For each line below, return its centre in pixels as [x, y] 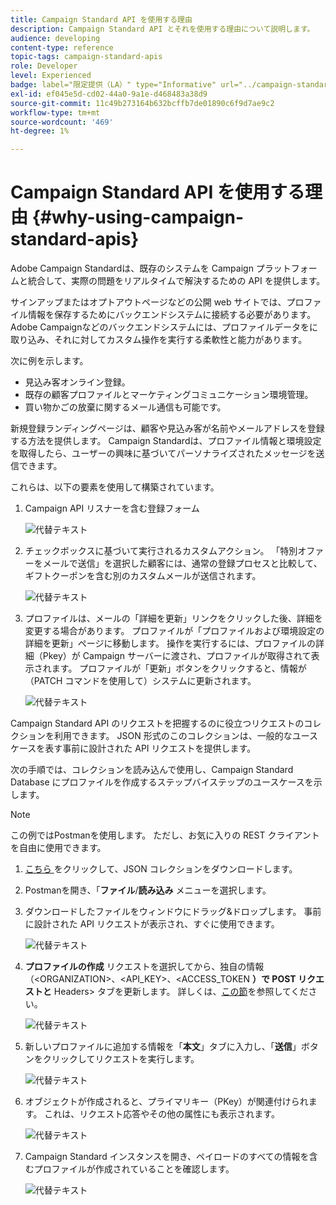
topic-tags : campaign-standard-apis [86, 57]
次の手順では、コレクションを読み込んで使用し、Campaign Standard [152, 770]
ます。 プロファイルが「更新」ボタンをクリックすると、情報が [179, 668]
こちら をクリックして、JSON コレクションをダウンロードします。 [161, 869]
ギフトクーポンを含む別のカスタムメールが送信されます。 [143, 576]
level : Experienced [51, 76]
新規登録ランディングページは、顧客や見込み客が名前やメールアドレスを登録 [167, 428]
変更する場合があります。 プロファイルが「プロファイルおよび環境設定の [174, 631]
